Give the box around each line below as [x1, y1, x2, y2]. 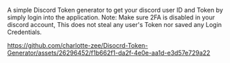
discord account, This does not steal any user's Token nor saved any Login [7, 21, 222, 28]
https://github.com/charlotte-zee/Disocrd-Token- [7, 42, 148, 49]
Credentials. [7, 28, 42, 36]
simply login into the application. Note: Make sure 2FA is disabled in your [7, 13, 215, 21]
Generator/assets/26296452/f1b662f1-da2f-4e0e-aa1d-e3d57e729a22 [7, 48, 211, 57]
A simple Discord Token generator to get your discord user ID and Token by [7, 6, 224, 14]
